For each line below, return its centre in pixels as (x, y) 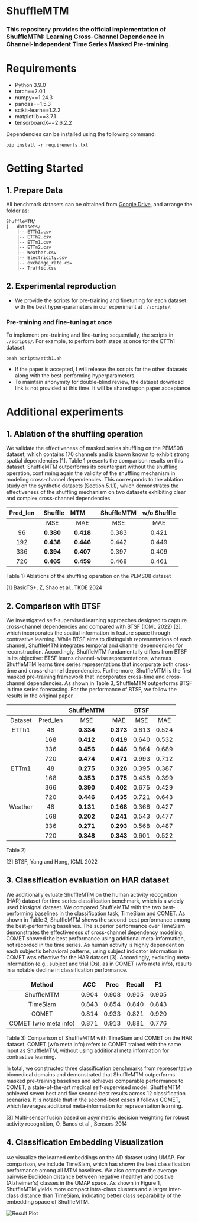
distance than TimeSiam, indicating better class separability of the (100, 1195)
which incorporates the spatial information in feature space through (88, 633)
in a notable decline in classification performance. (67, 970)
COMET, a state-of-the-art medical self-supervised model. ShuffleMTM (93, 1087)
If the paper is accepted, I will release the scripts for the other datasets (101, 369)
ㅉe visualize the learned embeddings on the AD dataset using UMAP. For (95, 1157)
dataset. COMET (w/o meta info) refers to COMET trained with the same (94, 1044)
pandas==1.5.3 (33, 104)
